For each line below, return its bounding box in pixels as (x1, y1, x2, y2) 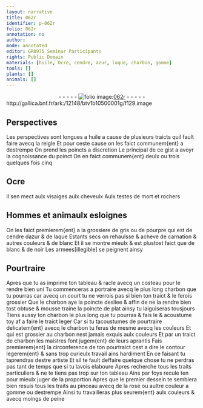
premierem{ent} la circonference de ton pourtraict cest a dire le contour (6, 344, 186, 351)
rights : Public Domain (6, 54, 64, 60)
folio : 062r (6, 25, 36, 32)
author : (6, 37, 26, 43)
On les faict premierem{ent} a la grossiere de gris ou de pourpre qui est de (6, 226, 193, 233)
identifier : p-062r (6, 20, 56, 26)
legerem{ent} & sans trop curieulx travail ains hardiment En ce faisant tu (6, 350, 186, 358)
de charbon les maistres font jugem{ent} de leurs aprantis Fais (6, 337, 162, 344)
